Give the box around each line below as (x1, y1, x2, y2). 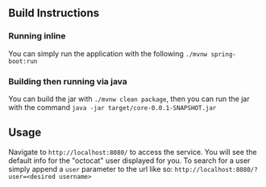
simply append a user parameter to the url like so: (8, 164, 173, 173)
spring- (210, 50, 236, 59)
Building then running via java (8, 75, 127, 87)
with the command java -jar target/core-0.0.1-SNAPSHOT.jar (8, 102, 217, 112)
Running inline (8, 30, 66, 42)
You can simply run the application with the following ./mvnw (8, 48, 208, 59)
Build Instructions (8, 6, 100, 20)
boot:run (8, 57, 38, 65)
